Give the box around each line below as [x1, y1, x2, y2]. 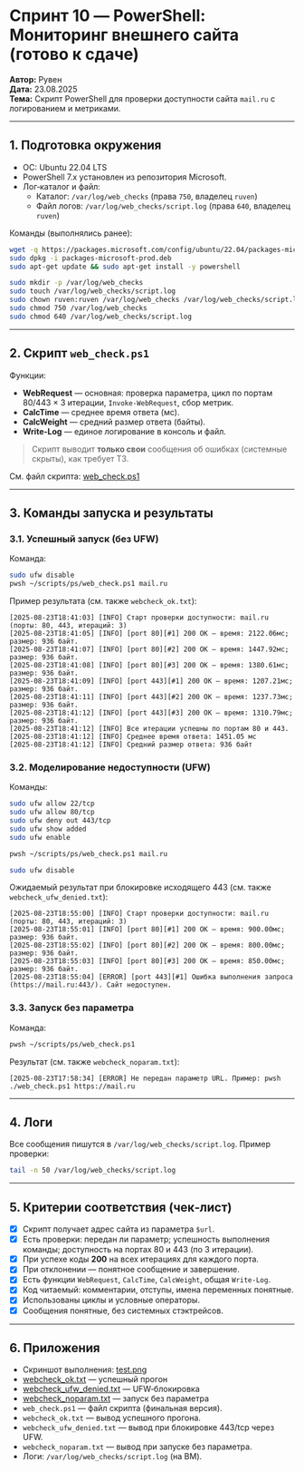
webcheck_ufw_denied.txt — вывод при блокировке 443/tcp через [22, 1422, 274, 1433]
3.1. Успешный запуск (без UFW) [9, 532, 159, 545]
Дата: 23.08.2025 [9, 83, 78, 94]
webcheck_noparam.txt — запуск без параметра [22, 1393, 210, 1404]
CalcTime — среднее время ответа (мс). [22, 406, 180, 417]
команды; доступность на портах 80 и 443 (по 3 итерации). [22, 1244, 254, 1255]
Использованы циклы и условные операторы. [22, 1294, 201, 1306]
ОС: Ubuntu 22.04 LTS [22, 161, 108, 172]
